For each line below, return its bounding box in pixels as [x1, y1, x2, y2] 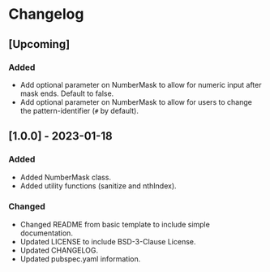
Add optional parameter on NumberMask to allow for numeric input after [19, 80, 262, 89]
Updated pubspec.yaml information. [19, 253, 141, 264]
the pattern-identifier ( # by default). [19, 106, 139, 115]
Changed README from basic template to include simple [19, 219, 211, 229]
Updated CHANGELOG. [19, 245, 99, 255]
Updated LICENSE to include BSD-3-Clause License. [19, 236, 196, 246]
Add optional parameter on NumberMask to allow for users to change [19, 97, 253, 106]
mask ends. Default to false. [19, 89, 114, 98]
